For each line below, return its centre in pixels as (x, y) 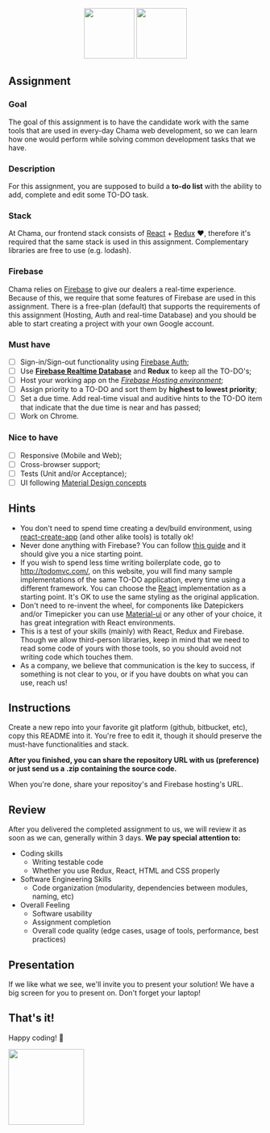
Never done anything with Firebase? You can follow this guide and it (133, 545)
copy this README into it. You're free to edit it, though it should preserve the (135, 736)
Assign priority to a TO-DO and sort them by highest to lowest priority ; (139, 390)
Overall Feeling (45, 905)
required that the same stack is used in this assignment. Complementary (129, 242)
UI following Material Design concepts (83, 482)
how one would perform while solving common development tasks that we (132, 139)
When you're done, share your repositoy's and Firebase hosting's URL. (126, 785)
